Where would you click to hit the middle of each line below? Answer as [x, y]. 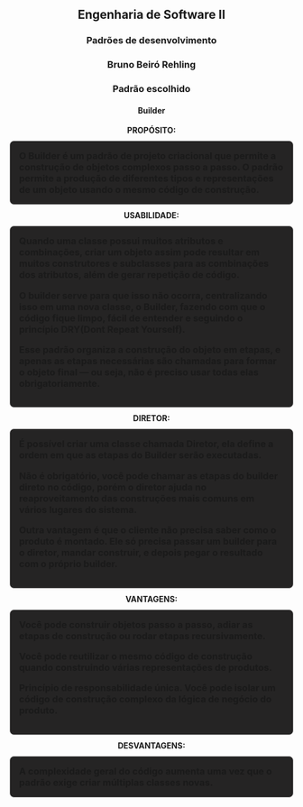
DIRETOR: [151, 418]
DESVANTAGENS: [151, 745]
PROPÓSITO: [151, 131]
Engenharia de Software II [151, 15]
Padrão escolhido [151, 89]
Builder [151, 110]
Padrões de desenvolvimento [151, 41]
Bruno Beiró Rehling [151, 65]
